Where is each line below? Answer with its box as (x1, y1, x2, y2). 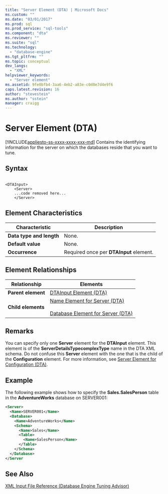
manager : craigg (5, 101, 39, 106)
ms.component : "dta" (5, 31, 49, 36)
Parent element (8, 289, 45, 296)
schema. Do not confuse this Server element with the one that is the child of (5, 351, 163, 357)
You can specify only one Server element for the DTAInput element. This (5, 340, 156, 346)
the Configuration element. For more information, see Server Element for (5, 356, 156, 362)
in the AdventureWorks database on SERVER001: (5, 395, 108, 401)
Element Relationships (5, 266, 77, 274)
